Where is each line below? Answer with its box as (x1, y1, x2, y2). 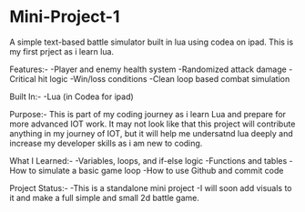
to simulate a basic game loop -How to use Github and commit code (28, 165, 284, 176)
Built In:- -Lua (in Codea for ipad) (9, 91, 134, 102)
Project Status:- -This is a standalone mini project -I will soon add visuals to (9, 182, 293, 193)
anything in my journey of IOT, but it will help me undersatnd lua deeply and (9, 127, 293, 138)
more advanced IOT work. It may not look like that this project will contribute (9, 118, 296, 129)
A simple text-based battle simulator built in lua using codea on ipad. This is (9, 36, 294, 47)
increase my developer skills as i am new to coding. (9, 137, 203, 148)
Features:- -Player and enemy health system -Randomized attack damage (9, 64, 287, 75)
